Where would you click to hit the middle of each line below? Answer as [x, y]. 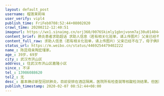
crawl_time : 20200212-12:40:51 [37, 28]
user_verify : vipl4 [25, 18]
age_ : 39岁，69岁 [21, 55]
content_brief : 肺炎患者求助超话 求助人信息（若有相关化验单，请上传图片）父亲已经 [81, 37]
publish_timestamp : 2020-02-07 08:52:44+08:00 [53, 86]
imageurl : [15, 32]
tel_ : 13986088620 [24, 73]
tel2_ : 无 [15, 77]
